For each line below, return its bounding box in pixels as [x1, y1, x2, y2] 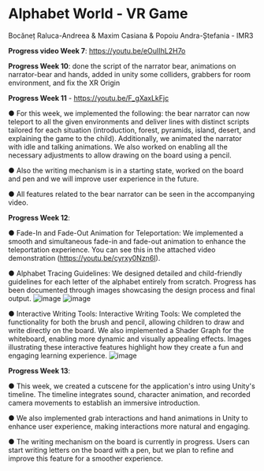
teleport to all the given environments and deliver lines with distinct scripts [8, 117, 250, 126]
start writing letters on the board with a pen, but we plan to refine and [8, 445, 234, 454]
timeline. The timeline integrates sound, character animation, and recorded [8, 389, 251, 399]
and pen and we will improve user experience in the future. [8, 174, 199, 184]
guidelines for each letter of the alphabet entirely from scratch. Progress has [8, 276, 257, 286]
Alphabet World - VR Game [8, 5, 188, 23]
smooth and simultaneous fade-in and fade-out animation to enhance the [8, 236, 247, 246]
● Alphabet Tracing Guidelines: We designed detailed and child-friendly [8, 269, 243, 278]
